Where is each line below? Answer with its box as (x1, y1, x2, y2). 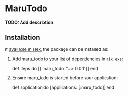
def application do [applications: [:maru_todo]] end (12, 84, 115, 90)
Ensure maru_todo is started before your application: (12, 74, 118, 81)
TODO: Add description (5, 19, 54, 25)
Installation (5, 33, 40, 42)
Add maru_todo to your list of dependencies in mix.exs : (12, 56, 123, 62)
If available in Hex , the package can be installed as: (5, 46, 108, 52)
